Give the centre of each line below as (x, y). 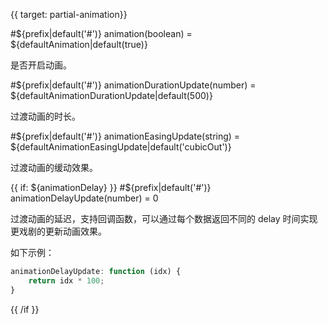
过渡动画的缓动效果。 (54, 167)
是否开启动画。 (41, 65)
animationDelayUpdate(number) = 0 (84, 198)
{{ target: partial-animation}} (69, 14)
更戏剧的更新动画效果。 (58, 231)
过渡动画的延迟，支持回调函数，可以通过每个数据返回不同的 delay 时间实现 (164, 218)
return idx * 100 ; (66, 280)
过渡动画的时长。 (45, 116)
